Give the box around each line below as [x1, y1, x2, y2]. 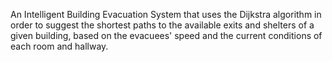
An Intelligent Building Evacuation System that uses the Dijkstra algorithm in [10, 9, 322, 20]
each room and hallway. [10, 40, 109, 52]
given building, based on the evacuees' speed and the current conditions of [10, 30, 323, 41]
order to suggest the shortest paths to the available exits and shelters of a [10, 19, 315, 31]
